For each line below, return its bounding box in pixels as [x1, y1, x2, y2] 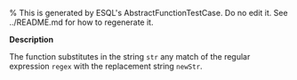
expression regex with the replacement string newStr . [9, 61, 203, 71]
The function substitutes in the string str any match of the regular [9, 52, 251, 61]
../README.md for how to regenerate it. [9, 17, 154, 28]
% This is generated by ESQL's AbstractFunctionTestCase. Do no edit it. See [9, 8, 288, 18]
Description [9, 35, 54, 44]
